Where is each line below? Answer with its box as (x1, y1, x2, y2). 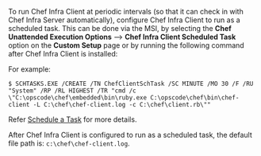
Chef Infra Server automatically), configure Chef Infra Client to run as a (8, 15, 240, 25)
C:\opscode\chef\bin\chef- (150, 94, 240, 102)
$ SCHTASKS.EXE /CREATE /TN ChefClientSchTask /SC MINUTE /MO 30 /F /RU (8, 80, 254, 88)
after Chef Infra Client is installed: (8, 49, 118, 58)
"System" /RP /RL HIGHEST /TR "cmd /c (8, 87, 136, 95)
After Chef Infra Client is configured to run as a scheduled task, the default (8, 131, 252, 139)
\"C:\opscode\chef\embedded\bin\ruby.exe (8, 94, 148, 102)
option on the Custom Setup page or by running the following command (8, 41, 244, 50)
